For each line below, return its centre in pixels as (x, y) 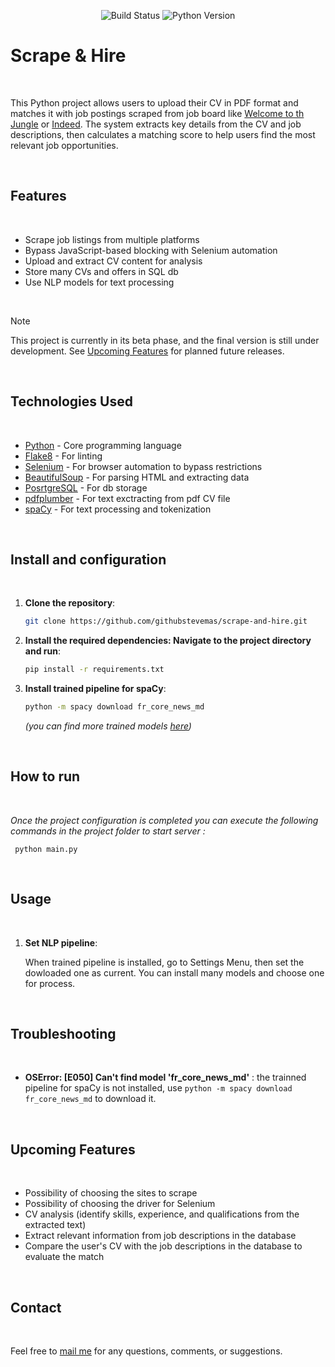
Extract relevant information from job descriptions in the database (160, 1236)
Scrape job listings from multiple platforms (112, 239)
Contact (36, 1307)
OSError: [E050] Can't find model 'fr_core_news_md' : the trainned (165, 1077)
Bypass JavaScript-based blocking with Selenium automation (151, 250)
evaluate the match (64, 1257)
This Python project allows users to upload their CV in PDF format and (154, 102)
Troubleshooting (63, 1034)
